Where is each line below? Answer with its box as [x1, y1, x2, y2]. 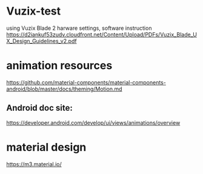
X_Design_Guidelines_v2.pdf [6, 37, 77, 44]
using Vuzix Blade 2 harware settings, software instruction [6, 24, 152, 32]
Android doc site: [6, 103, 73, 113]
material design [6, 140, 87, 154]
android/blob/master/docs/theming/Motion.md [6, 85, 122, 92]
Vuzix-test [6, 4, 61, 18]
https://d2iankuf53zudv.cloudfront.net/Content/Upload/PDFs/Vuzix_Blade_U [6, 30, 197, 38]
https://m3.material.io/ [6, 160, 62, 168]
